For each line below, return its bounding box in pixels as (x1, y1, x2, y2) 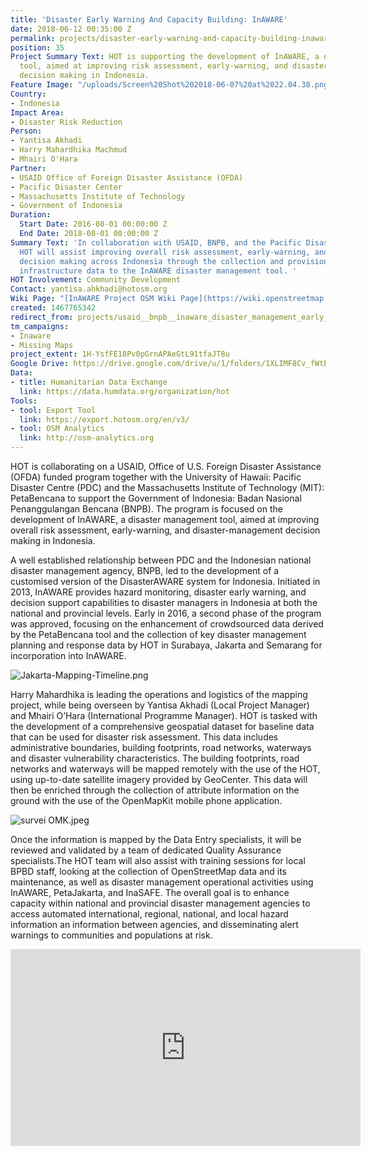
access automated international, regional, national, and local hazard (10, 908, 289, 920)
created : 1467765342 (10, 303, 97, 313)
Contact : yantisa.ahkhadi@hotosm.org (10, 284, 168, 295)
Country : (10, 89, 47, 99)
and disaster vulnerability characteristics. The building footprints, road (10, 752, 300, 764)
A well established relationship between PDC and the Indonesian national (10, 554, 312, 566)
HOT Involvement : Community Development (10, 275, 182, 285)
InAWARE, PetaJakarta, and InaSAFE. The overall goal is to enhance (10, 887, 290, 898)
